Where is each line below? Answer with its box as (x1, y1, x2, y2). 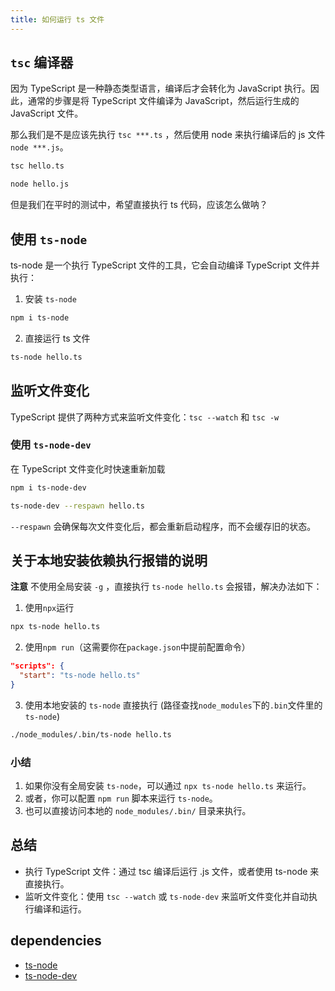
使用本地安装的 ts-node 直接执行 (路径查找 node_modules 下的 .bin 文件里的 (24, 699, 323, 711)
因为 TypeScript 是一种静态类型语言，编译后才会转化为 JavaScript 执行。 (10, 82, 311, 95)
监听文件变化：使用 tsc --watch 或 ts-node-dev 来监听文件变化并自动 (24, 890, 310, 902)
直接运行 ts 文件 (24, 332, 91, 344)
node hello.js (10, 179, 70, 190)
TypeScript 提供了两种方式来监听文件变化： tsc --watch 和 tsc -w (10, 411, 280, 423)
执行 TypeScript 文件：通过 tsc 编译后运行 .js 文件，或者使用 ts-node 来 (24, 865, 320, 877)
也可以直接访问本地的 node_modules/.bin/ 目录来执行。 (24, 805, 252, 817)
